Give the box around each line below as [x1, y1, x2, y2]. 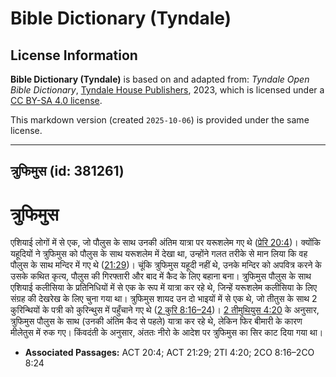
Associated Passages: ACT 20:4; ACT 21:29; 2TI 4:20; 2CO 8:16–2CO [24, 347, 315, 359]
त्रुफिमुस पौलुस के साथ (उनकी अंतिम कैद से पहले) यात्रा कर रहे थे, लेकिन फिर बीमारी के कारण [10, 315, 303, 327]
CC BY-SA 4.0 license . [10, 95, 103, 106]
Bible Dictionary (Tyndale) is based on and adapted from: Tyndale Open [10, 73, 310, 85]
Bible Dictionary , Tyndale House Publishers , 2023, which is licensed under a [10, 84, 325, 96]
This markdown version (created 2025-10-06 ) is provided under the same [10, 114, 310, 126]
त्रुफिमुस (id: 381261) [10, 163, 125, 180]
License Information [10, 47, 138, 64]
